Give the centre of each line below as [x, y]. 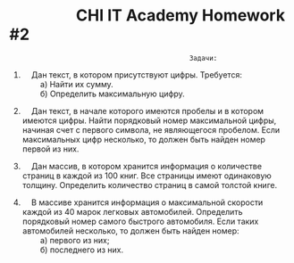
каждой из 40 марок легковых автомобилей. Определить [132, 211]
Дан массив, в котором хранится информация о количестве [146, 166]
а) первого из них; [75, 240]
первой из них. [50, 149]
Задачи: [203, 58]
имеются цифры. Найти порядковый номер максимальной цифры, [149, 120]
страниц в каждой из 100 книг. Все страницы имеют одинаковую [147, 176]
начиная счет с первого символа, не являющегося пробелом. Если [151, 129]
